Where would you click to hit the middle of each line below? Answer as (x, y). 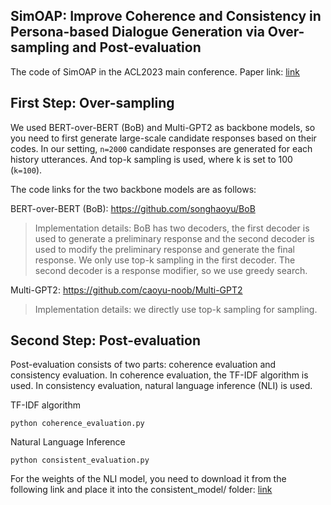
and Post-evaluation (137, 47)
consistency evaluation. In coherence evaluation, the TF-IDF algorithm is (159, 375)
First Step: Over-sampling (92, 103)
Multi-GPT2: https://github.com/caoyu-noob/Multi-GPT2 (126, 290)
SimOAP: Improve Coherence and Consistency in (166, 16)
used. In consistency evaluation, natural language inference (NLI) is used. (161, 386)
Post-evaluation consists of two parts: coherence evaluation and (143, 365)
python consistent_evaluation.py (80, 460)
